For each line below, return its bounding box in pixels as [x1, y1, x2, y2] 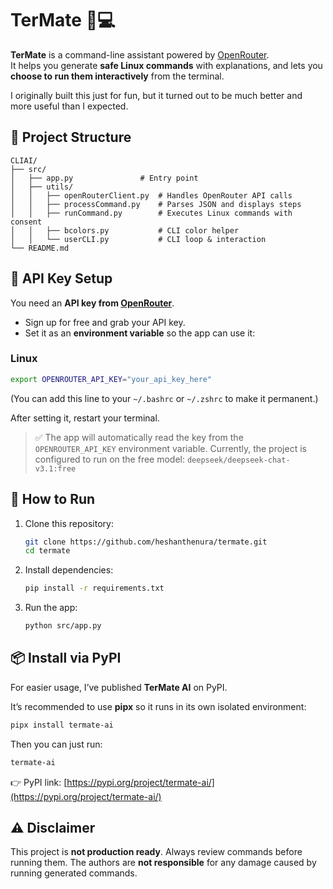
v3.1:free [34, 463, 77, 474]
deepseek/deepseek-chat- [186, 455, 291, 465]
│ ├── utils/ [10, 182, 74, 192]
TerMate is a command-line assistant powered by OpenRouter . [10, 48, 270, 61]
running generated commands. [10, 867, 138, 879]
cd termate [24, 546, 71, 556]
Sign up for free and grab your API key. [24, 316, 186, 328]
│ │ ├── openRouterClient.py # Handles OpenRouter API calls [10, 190, 293, 201]
